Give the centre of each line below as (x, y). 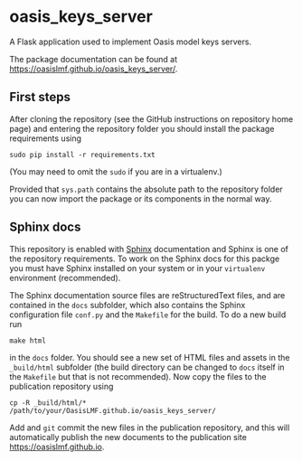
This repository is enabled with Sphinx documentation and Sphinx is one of (149, 249)
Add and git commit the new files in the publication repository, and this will (150, 428)
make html (28, 341)
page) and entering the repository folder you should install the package (142, 128)
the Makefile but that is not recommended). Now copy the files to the (138, 376)
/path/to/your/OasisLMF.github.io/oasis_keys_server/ (113, 410)
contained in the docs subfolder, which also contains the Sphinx (127, 305)
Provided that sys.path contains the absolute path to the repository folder (146, 189)
